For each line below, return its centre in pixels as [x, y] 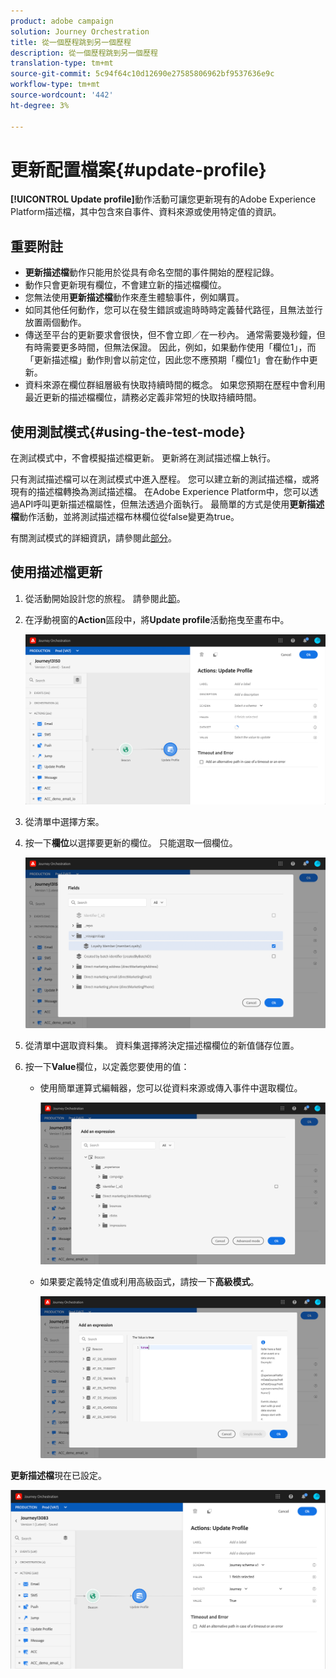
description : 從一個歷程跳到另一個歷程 [84, 53]
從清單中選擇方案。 [64, 822]
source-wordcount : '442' [62, 95]
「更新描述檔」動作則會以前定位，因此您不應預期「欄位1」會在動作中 [167, 360]
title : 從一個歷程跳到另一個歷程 [71, 42]
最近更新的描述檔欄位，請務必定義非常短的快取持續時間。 [143, 397]
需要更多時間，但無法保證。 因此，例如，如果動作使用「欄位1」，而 [179, 347]
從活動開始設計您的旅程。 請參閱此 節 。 [105, 598]
